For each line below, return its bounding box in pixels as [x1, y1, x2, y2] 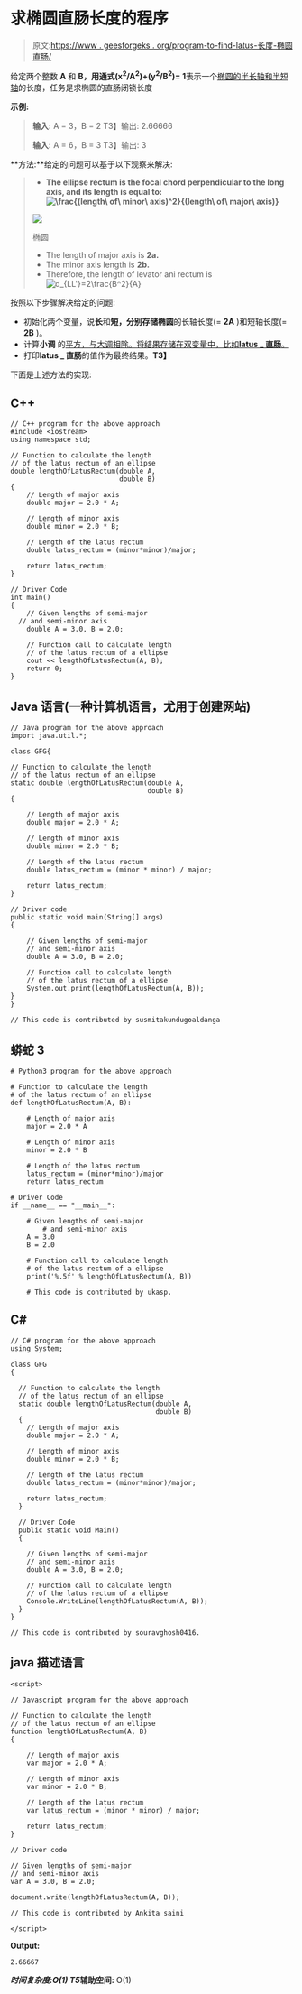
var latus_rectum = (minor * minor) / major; [26, 1805, 201, 1814]
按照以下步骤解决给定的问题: [10, 297, 116, 308]
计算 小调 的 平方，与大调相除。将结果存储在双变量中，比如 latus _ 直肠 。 [23, 338, 289, 349]
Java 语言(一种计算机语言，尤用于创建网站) [10, 698, 252, 714]
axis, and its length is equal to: [45, 186, 163, 197]
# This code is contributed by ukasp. [26, 1288, 172, 1297]
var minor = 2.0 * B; [26, 1782, 107, 1791]
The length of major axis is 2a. [45, 249, 160, 260]
